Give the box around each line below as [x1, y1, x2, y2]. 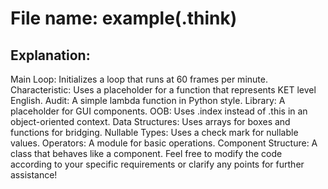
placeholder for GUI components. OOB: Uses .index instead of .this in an [10, 105, 308, 117]
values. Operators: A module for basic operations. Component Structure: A [10, 137, 318, 149]
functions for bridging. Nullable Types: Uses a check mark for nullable [10, 127, 299, 138]
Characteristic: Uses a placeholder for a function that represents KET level [10, 84, 317, 96]
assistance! [10, 169, 58, 181]
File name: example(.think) [10, 7, 238, 30]
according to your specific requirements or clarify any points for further [10, 158, 305, 170]
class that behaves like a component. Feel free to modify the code [10, 148, 283, 159]
